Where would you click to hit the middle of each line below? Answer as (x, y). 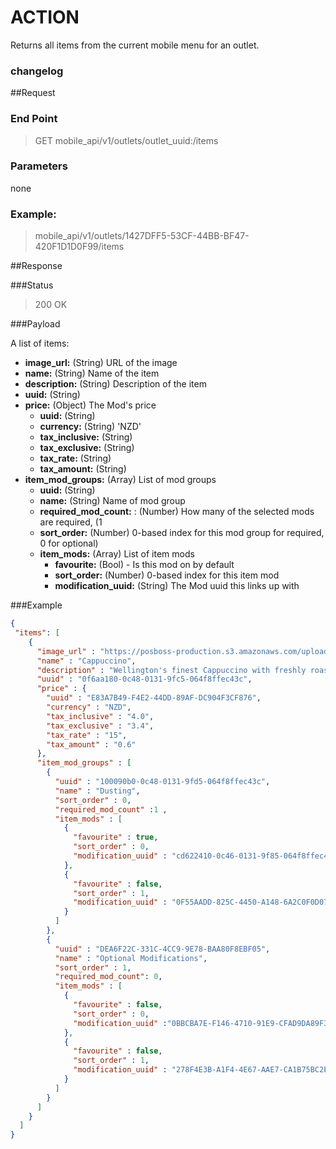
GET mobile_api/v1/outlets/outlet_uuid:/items (126, 140)
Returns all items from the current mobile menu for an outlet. (135, 45)
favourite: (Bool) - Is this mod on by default (144, 565)
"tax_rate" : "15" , (87, 735)
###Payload (35, 324)
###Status (32, 285)
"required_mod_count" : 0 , (108, 977)
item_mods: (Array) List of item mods (117, 554)
